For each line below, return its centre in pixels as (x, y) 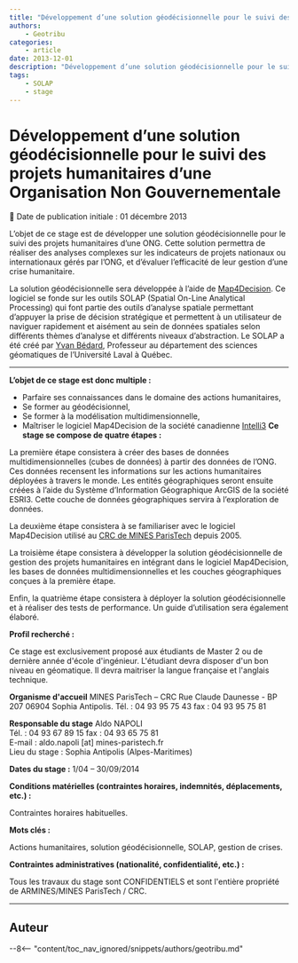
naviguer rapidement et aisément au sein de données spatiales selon (135, 327)
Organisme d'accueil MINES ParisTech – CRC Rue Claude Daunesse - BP (143, 697)
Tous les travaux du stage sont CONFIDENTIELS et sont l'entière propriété (144, 882)
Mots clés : (30, 830)
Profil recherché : (42, 635)
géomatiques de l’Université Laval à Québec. (91, 355)
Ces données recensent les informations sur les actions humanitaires (135, 471)
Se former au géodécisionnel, (76, 407)
